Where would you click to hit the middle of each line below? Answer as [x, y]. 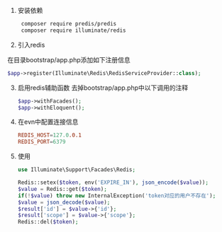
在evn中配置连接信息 [48, 122]
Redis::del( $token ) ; [48, 222]
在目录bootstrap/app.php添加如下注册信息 [69, 59]
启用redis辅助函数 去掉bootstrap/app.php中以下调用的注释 [103, 88]
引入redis [31, 45]
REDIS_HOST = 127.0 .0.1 [49, 135]
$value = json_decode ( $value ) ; [64, 202]
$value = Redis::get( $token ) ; [62, 189]
